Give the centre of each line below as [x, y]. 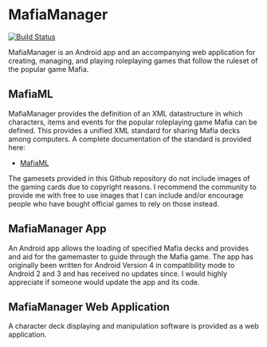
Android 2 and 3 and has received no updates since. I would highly [118, 274]
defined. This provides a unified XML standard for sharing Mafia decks [124, 130]
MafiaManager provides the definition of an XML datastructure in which [126, 113]
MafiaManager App [57, 229]
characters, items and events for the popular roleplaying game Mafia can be [133, 122]
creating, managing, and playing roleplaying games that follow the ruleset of [133, 61]
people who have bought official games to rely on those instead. [114, 203]
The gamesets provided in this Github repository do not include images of [129, 178]
